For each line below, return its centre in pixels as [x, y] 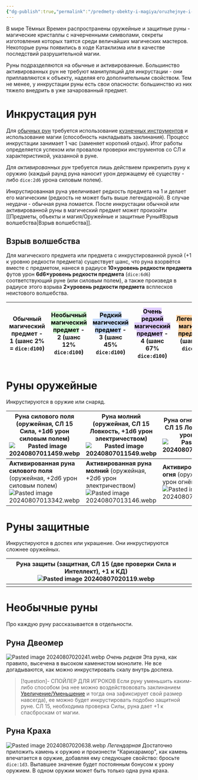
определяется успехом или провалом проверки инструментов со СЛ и [96, 149]
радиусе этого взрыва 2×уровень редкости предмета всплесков [90, 287]
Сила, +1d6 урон [44, 431]
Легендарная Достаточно [140, 745]
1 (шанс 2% [27, 341]
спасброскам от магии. [50, 713]
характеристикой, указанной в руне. [52, 156]
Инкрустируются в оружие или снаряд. [56, 402]
